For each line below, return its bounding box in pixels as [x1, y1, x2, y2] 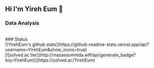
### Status [5, 36, 28, 42]
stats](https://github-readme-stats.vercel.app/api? [46, 41, 150, 47]
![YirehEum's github [5, 41, 46, 47]
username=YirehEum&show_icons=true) [5, 46, 87, 52]
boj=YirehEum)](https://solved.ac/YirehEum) [5, 57, 96, 63]
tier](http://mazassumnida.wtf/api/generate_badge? [30, 52, 136, 58]
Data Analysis [5, 20, 40, 27]
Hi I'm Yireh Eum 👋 [5, 5, 63, 13]
